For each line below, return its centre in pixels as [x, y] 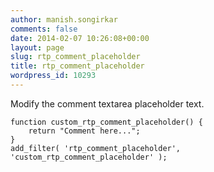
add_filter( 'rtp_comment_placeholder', [96, 148]
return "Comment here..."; [84, 131]
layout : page [37, 47]
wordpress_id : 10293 [53, 76]
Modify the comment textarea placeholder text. [107, 103]
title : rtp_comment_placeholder [77, 66]
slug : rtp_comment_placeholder [75, 57]
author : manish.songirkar [64, 19]
